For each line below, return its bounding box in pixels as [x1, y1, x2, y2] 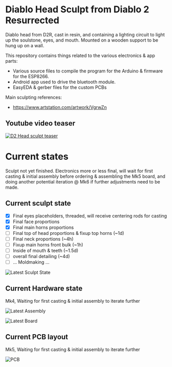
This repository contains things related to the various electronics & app [5, 52, 156, 59]
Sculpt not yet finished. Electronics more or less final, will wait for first [5, 168, 153, 174]
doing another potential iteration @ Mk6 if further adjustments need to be [5, 178, 160, 185]
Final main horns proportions [12, 224, 74, 230]
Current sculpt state [5, 199, 71, 208]
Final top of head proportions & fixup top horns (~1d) [12, 230, 124, 236]
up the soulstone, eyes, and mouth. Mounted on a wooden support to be [5, 37, 159, 43]
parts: [5, 58, 18, 64]
